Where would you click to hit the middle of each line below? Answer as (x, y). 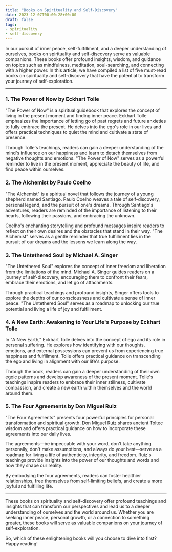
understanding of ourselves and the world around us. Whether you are (80, 512)
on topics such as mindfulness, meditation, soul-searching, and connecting (85, 65)
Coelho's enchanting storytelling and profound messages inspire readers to (85, 226)
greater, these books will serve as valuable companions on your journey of (84, 523)
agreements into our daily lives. (38, 434)
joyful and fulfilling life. (29, 486)
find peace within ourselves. (35, 169)
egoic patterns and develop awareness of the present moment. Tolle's (79, 377)
